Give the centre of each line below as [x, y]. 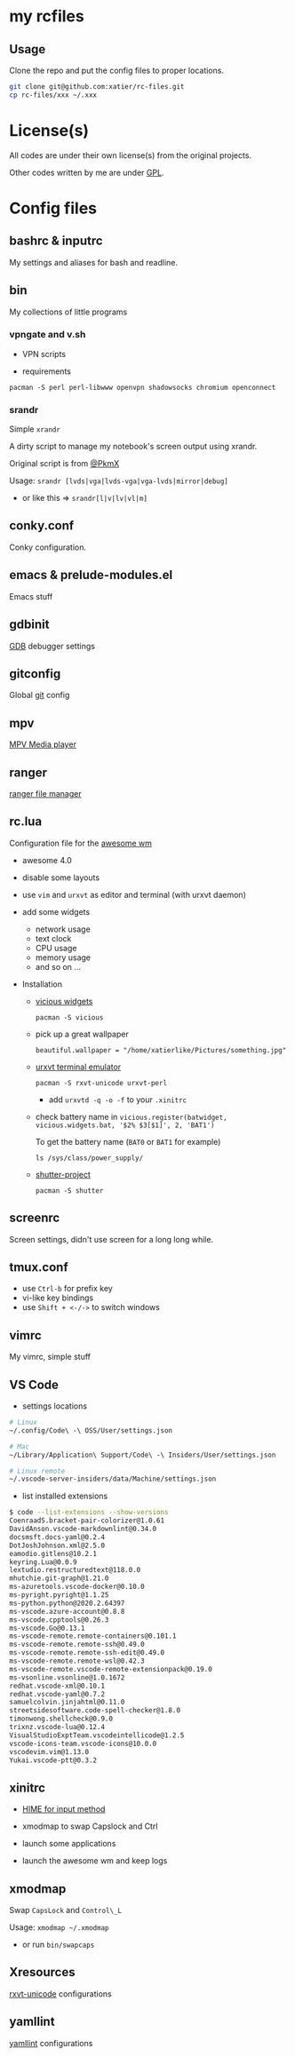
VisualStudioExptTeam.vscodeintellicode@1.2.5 [97, 1735]
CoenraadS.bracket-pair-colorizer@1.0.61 [87, 1521]
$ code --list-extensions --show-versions [89, 1513]
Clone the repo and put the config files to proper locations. [117, 70]
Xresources [42, 1972]
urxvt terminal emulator [78, 1067]
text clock [53, 938]
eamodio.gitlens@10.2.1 [53, 1553]
